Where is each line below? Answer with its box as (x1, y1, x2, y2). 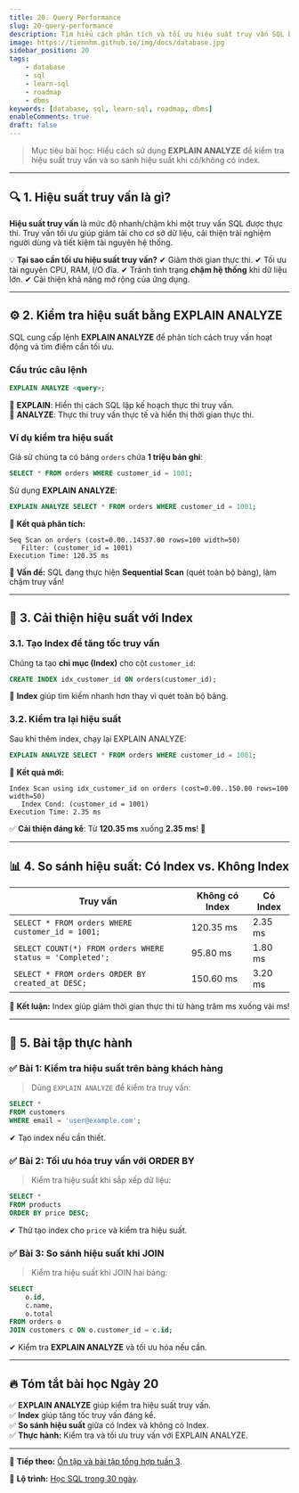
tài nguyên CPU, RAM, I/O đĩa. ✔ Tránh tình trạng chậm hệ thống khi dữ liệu (9, 264, 287, 275)
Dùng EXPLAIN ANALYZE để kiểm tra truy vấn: (30, 1082, 191, 1093)
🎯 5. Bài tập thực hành (9, 1035, 133, 1050)
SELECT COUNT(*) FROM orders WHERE (13, 944, 165, 954)
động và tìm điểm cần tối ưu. (9, 340, 114, 352)
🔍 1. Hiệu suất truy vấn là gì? (9, 190, 172, 205)
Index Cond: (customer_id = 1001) (20, 800, 149, 808)
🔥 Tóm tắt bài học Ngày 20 (9, 1376, 159, 1391)
